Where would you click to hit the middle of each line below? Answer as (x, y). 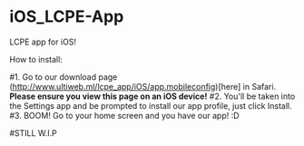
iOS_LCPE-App (67, 17)
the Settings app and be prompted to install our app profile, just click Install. (151, 105)
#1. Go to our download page (64, 77)
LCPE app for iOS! (43, 42)
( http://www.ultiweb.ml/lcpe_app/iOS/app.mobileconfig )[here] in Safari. (143, 86)
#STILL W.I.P (33, 132)
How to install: (36, 59)
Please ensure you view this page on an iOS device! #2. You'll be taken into (152, 96)
